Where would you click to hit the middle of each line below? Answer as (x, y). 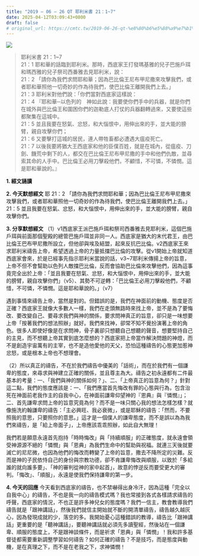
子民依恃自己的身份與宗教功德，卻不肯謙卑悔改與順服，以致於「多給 (110, 460)
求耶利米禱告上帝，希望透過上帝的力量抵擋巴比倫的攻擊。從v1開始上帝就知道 (99, 251)
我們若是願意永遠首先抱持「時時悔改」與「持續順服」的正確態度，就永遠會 (97, 438)
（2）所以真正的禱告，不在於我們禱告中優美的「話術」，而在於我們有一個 (95, 366)
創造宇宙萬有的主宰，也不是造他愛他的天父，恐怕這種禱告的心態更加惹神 (105, 345)
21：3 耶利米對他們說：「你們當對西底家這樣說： (79, 94)
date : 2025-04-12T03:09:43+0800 (46, 17)
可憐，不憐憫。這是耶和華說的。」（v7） (69, 288)
